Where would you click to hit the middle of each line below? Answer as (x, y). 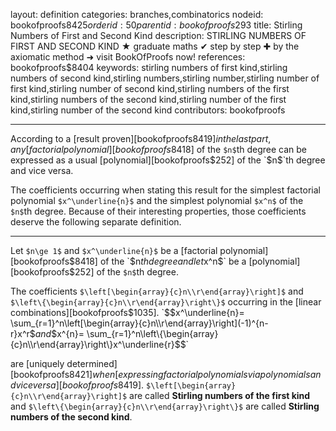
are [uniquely (37, 363)
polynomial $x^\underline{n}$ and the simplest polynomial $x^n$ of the (157, 200)
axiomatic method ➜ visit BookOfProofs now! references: (128, 57)
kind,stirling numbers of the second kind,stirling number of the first (148, 99)
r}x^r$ (23, 333)
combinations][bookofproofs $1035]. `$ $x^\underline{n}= (127, 312)
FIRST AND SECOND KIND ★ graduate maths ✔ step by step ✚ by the (155, 46)
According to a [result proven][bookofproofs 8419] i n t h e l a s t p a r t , (141, 138)
